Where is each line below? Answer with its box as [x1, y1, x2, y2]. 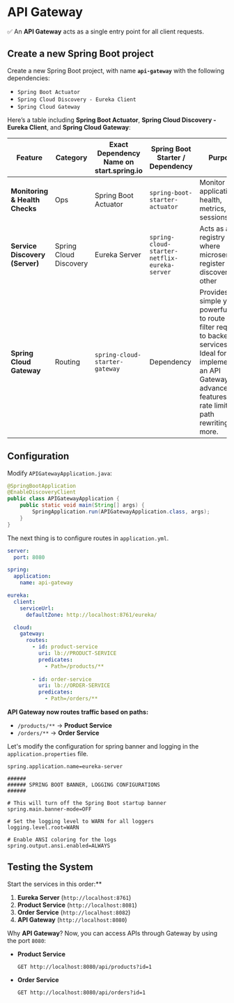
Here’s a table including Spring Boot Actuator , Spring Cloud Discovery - [7, 116, 217, 124]
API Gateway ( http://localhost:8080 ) [17, 915, 127, 924]
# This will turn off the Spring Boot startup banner [7, 799, 167, 807]
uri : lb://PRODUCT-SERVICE [38, 650, 117, 657]
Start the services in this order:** [7, 880, 102, 888]
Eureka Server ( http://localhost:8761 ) [17, 893, 132, 901]
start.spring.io [95, 165, 143, 175]
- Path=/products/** [44, 663, 104, 670]
